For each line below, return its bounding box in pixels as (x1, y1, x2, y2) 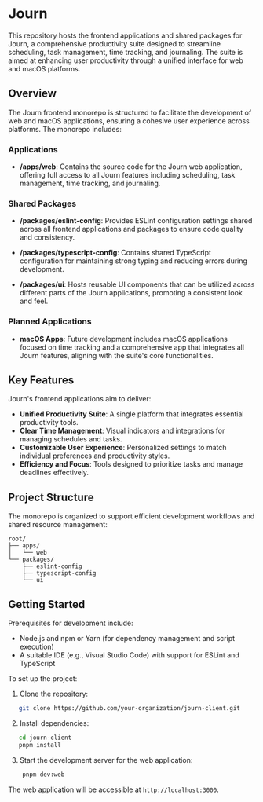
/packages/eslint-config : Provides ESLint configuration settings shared (19, 216, 253, 225)
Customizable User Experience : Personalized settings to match (19, 443, 227, 452)
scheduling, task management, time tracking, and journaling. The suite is (8, 47, 243, 57)
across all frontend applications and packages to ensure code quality (19, 225, 243, 234)
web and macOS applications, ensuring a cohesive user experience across (8, 115, 250, 126)
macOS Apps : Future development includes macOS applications (19, 334, 228, 343)
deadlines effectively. (19, 468, 89, 478)
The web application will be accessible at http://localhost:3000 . (8, 785, 219, 794)
